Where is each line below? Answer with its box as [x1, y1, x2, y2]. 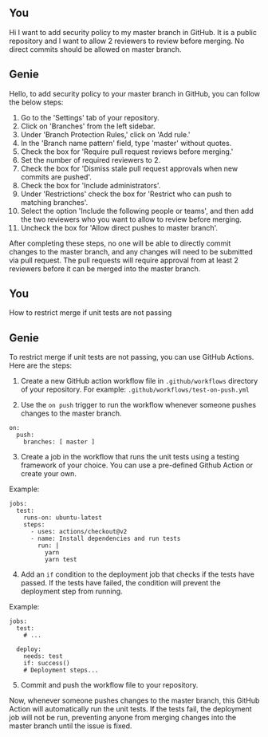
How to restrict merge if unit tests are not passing [9, 308, 172, 317]
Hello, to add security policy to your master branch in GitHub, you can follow [9, 89, 260, 98]
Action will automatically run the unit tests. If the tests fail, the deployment [9, 704, 252, 714]
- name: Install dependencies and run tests [30, 534, 181, 543]
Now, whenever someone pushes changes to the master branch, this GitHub [9, 696, 260, 705]
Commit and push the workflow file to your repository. [20, 680, 199, 690]
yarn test [44, 556, 78, 564]
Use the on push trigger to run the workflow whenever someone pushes [20, 400, 257, 410]
